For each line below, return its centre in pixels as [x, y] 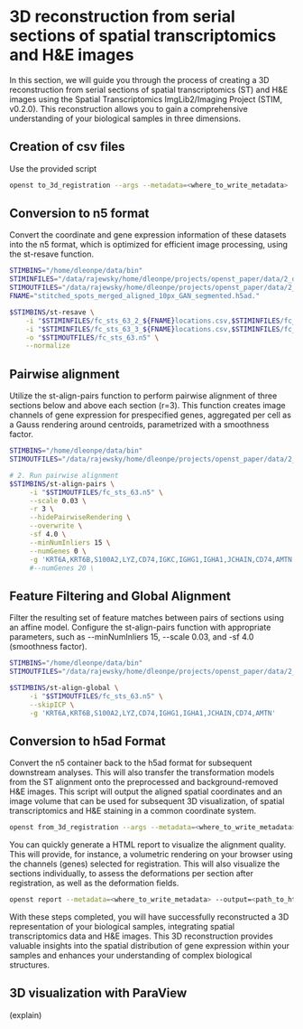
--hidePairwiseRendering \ [80, 518]
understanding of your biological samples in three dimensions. [125, 118]
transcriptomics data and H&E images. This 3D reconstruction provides [141, 936]
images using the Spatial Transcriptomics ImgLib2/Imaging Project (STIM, [146, 99]
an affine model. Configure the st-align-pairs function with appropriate [140, 627]
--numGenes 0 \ [58, 551]
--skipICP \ [52, 705]
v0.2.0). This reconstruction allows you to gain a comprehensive [129, 108]
